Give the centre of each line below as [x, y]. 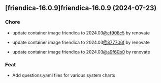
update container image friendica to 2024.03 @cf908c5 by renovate [81, 33]
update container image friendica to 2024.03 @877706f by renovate [81, 42]
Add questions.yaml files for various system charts [64, 75]
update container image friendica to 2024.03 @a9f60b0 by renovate [81, 52]
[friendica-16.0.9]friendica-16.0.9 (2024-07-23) [81, 8]
